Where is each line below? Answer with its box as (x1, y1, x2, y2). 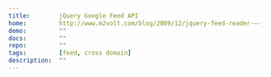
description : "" (8, 57, 67, 65)
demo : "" (8, 26, 67, 34)
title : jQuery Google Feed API (8, 11, 139, 20)
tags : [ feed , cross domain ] (8, 49, 131, 57)
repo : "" (8, 42, 67, 50)
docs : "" (8, 34, 67, 43)
